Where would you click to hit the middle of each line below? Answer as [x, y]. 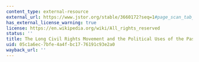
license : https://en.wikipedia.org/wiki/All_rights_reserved [83, 28]
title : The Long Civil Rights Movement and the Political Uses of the [95, 39]
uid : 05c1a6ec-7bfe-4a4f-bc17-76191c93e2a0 [61, 45]
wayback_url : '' [26, 50]
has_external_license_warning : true [51, 22]
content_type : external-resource [47, 12]
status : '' [20, 34]
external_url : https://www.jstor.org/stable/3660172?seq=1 [81, 17]
